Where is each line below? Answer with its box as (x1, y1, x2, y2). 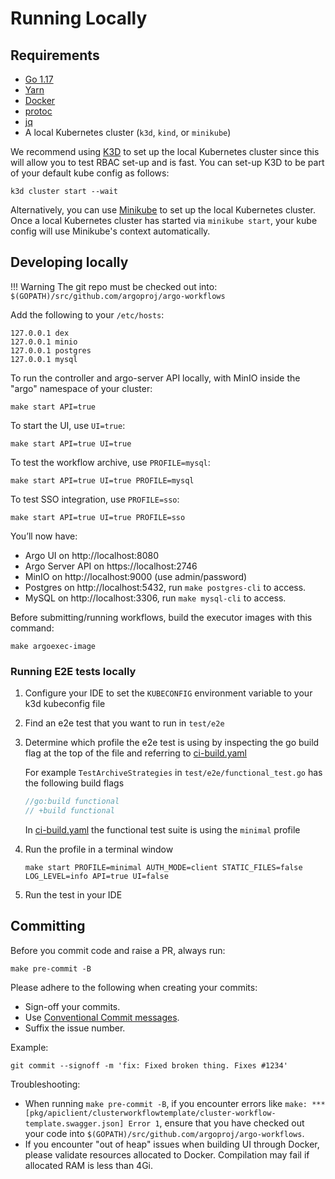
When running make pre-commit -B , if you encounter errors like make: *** (24, 1097, 326, 1109)
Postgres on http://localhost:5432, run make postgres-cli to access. (24, 581, 307, 593)
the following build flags (24, 777, 125, 789)
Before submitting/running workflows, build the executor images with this (10, 611, 313, 623)
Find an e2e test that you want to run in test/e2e (24, 717, 225, 729)
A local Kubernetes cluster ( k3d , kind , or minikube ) (24, 127, 232, 138)
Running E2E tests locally (10, 664, 137, 678)
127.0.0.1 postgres (10, 345, 92, 356)
